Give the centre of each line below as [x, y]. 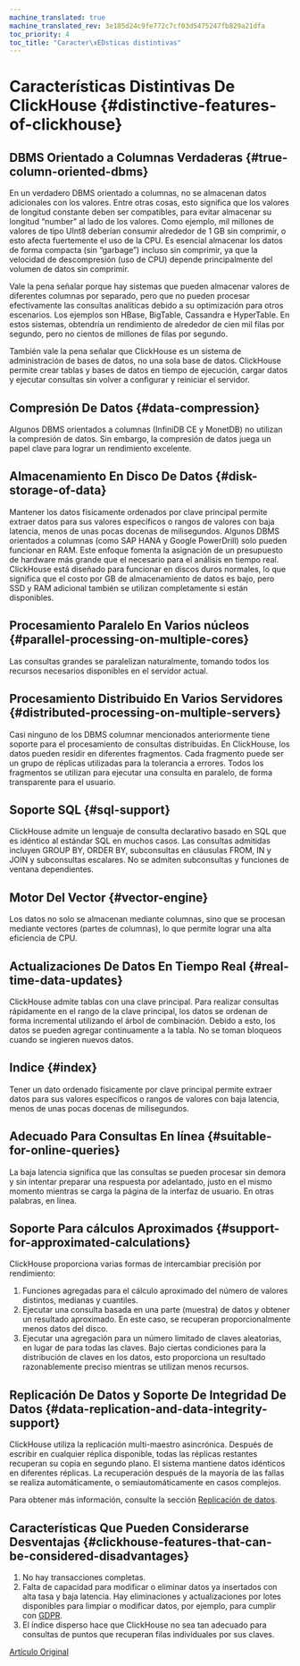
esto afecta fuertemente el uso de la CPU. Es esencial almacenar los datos [146, 241]
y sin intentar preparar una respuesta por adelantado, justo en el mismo [141, 1181]
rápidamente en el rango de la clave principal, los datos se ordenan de [138, 1011]
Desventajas [45, 1542]
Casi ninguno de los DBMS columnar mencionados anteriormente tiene [140, 734]
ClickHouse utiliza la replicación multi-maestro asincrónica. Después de [142, 1444]
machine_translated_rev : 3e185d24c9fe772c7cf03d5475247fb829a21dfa [137, 26]
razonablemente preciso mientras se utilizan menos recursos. [136, 1367]
